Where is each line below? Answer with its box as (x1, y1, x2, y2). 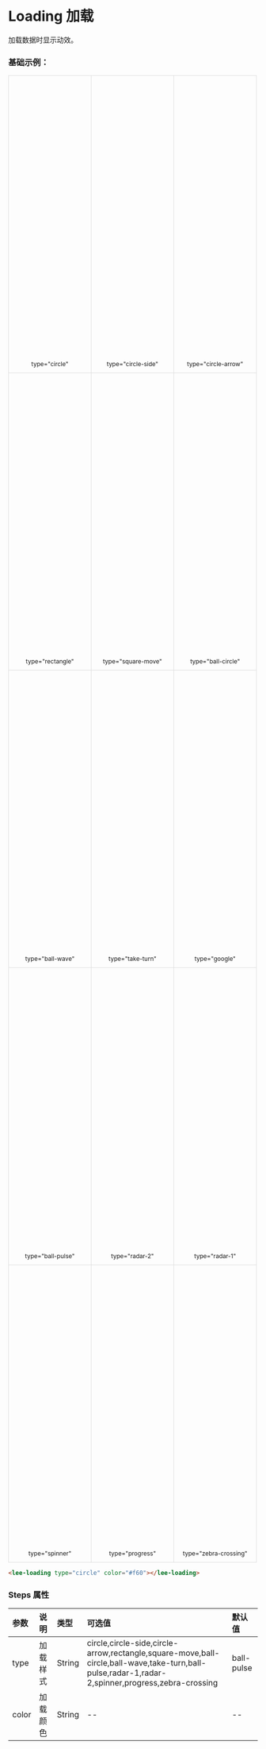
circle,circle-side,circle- (86, 1638, 179, 1649)
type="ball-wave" (25, 955, 75, 963)
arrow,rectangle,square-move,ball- (86, 1647, 220, 1658)
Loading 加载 (8, 7, 94, 25)
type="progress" (108, 1550, 157, 1558)
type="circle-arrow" (187, 360, 244, 369)
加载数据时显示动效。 (8, 35, 78, 44)
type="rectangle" (25, 657, 74, 666)
